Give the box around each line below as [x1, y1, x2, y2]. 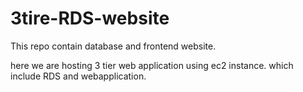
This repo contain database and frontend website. [10, 40, 217, 52]
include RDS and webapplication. [10, 70, 147, 82]
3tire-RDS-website [10, 7, 170, 30]
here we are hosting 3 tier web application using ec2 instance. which [10, 59, 294, 71]
